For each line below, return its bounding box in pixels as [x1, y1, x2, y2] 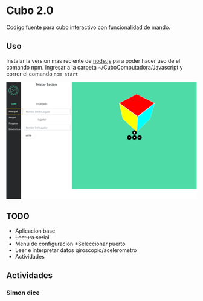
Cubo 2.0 [6, 4, 54, 18]
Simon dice [6, 288, 40, 297]
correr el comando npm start [6, 70, 79, 77]
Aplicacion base [14, 227, 56, 235]
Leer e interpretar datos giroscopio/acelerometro [14, 246, 137, 254]
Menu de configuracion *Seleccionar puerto [14, 240, 126, 247]
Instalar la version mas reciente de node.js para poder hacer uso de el [6, 57, 181, 64]
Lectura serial [14, 233, 50, 241]
